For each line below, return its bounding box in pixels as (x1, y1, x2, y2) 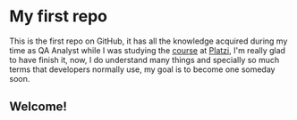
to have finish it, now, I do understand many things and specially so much (9, 54, 280, 65)
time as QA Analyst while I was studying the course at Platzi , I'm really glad (9, 44, 286, 55)
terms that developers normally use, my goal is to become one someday (9, 64, 276, 75)
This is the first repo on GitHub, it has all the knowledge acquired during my (9, 36, 288, 46)
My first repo (9, 6, 108, 27)
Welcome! (9, 100, 67, 115)
